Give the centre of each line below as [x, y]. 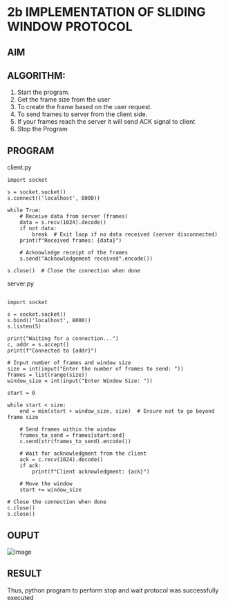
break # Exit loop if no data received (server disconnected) [125, 235]
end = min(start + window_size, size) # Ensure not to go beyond [117, 411]
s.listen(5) [24, 327]
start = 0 [21, 393]
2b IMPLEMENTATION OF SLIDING [106, 12]
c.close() [21, 508]
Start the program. [44, 92]
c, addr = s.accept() [38, 345]
